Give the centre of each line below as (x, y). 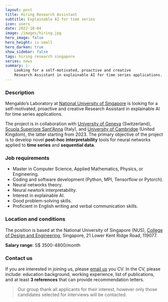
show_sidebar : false (27, 52)
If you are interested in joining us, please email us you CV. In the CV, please (83, 269)
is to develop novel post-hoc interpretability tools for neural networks (78, 140)
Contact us (19, 258)
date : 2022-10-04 (23, 29)
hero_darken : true (24, 47)
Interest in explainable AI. (39, 195)
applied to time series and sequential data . (50, 145)
